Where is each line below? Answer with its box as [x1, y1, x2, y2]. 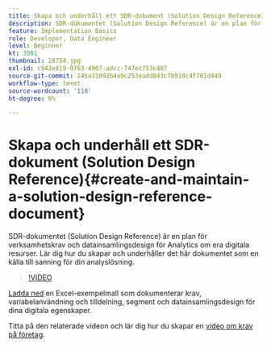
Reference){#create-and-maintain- [8, 170, 250, 189]
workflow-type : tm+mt [8, 79, 81, 87]
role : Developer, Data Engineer [8, 34, 117, 43]
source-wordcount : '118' [8, 86, 92, 95]
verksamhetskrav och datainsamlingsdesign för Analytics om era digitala [8, 240, 250, 250]
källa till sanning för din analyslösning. [8, 257, 135, 267]
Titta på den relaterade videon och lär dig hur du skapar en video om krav [8, 321, 253, 331]
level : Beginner [8, 42, 63, 50]
